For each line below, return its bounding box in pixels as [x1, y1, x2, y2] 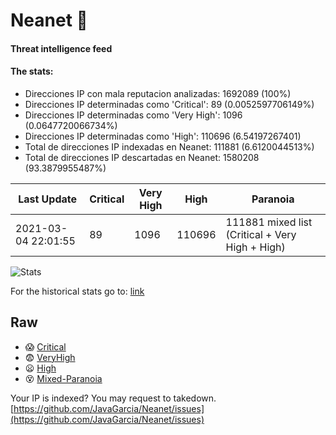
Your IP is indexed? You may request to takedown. [10, 392, 217, 404]
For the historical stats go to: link [10, 285, 145, 297]
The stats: [10, 65, 54, 78]
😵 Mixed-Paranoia [24, 372, 103, 384]
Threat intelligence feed [10, 42, 113, 54]
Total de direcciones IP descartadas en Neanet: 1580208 [24, 151, 260, 163]
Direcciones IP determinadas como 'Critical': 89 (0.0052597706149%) [24, 98, 315, 110]
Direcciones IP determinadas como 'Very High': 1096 [24, 109, 243, 121]
